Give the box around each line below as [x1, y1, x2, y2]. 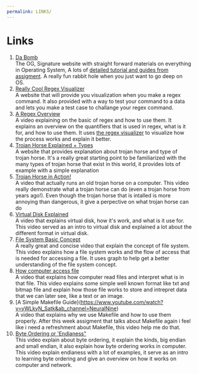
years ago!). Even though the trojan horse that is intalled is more [15, 191, 171, 199]
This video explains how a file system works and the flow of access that [15, 248, 190, 255]
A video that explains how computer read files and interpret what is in [15, 273, 184, 281]
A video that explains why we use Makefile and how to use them [15, 311, 171, 318]
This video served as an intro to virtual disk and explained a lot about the [15, 223, 192, 230]
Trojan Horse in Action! [15, 173, 71, 180]
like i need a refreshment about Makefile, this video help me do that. [15, 323, 181, 331]
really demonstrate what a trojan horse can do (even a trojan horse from [15, 186, 190, 193]
